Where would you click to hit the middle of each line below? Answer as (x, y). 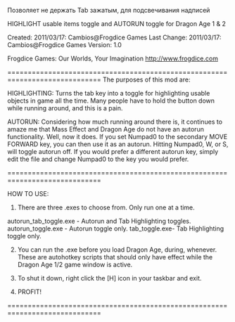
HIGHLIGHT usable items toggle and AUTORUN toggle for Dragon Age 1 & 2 (117, 24)
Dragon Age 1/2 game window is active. (75, 264)
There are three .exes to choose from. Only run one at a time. (106, 207)
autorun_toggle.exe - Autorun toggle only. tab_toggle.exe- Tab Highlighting (116, 228)
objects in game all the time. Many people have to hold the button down (111, 101)
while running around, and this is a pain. (65, 108)
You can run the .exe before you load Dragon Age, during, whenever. (117, 250)
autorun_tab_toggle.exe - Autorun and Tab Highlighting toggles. (99, 221)
